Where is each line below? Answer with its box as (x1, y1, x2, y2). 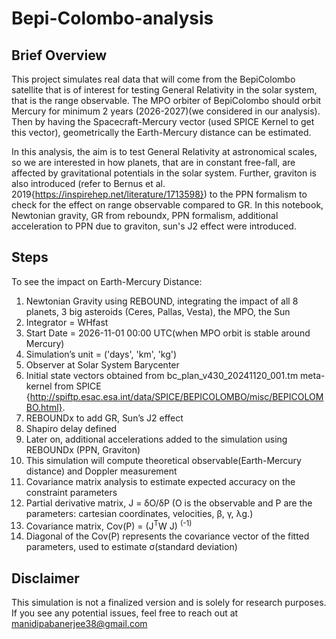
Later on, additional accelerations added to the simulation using (25, 433, 288, 445)
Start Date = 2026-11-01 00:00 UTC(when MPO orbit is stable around (25, 327, 311, 339)
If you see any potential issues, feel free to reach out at (11, 607, 239, 619)
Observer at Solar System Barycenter (25, 358, 180, 371)
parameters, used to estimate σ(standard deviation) (25, 541, 238, 553)
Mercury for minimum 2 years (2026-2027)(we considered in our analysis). (11, 105, 321, 117)
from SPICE (54, 380, 102, 392)
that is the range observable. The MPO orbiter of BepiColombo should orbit (11, 95, 322, 106)
